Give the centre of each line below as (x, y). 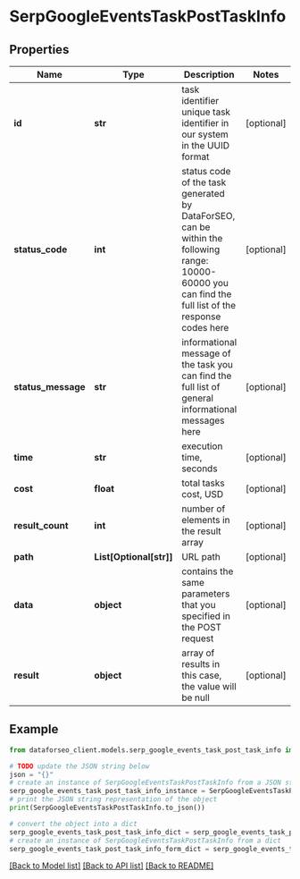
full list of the (209, 305)
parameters (206, 594)
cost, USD (203, 494)
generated (203, 194)
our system (205, 134)
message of (206, 353)
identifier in (205, 123)
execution (202, 446)
